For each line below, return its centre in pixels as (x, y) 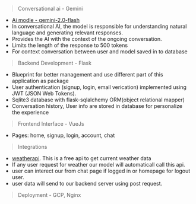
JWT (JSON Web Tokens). (44, 93)
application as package (40, 81)
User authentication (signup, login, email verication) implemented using (99, 87)
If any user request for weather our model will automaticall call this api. (98, 165)
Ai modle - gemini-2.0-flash (46, 20)
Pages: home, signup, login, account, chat (63, 135)
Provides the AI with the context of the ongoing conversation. (87, 39)
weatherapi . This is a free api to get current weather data (81, 158)
